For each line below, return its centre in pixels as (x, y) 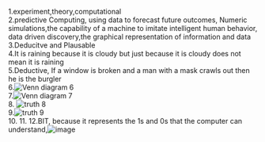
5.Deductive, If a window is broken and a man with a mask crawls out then (129, 70)
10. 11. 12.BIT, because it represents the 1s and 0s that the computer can (125, 121)
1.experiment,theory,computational (65, 12)
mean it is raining (36, 62)
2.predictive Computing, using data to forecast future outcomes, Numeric (128, 20)
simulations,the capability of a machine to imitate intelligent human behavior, (133, 28)
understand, (28, 129)
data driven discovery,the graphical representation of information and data (130, 36)
